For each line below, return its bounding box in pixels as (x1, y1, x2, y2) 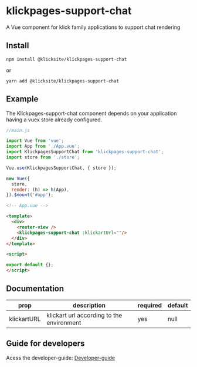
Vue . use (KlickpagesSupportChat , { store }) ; (6, 165, 117, 171)
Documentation (6, 284, 64, 294)
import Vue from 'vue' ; (6, 138, 64, 144)
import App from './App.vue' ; (6, 143, 80, 150)
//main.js (6, 127, 30, 133)
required (137, 301, 162, 309)
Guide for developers (6, 339, 85, 349)
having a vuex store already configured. (6, 116, 103, 123)
